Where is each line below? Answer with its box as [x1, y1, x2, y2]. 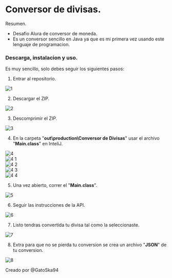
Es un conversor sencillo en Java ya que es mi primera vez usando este [12, 36, 165, 42]
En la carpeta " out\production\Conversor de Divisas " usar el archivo [12, 135, 160, 141]
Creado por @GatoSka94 [5, 267, 59, 273]
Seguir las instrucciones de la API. [12, 202, 85, 208]
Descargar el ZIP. [12, 96, 50, 102]
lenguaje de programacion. [12, 41, 70, 47]
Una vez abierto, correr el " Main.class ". [12, 182, 98, 188]
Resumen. [5, 20, 27, 27]
